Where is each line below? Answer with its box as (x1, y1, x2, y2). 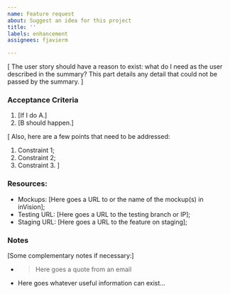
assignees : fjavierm (7, 37, 69, 44)
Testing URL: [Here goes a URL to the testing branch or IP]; (17, 210, 191, 218)
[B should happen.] (17, 118, 75, 128)
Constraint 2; (17, 154, 56, 162)
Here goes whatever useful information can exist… (17, 279, 165, 288)
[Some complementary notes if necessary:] (7, 251, 134, 260)
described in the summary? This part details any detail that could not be (7, 70, 218, 79)
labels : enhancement (7, 30, 69, 38)
